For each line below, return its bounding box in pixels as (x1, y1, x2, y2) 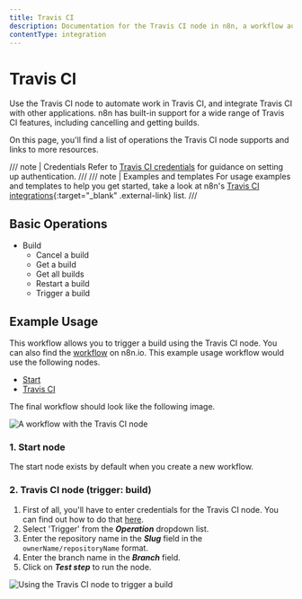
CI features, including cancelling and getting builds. (9, 118, 200, 128)
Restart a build (35, 278, 90, 289)
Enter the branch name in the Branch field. (22, 551, 182, 562)
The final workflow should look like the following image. (9, 401, 216, 411)
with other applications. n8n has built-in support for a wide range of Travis (9, 108, 285, 119)
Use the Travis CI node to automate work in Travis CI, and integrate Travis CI (9, 98, 293, 109)
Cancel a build (35, 250, 90, 260)
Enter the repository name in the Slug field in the (22, 533, 203, 543)
